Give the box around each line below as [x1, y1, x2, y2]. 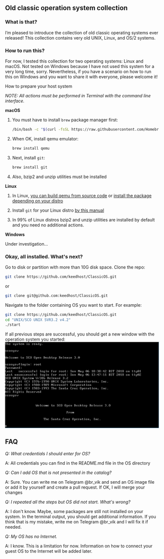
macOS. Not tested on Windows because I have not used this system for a [5, 63, 155, 69]
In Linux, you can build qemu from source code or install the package [12, 193, 152, 199]
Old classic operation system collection [5, 4, 128, 12]
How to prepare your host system [5, 83, 72, 89]
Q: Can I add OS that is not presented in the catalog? [5, 470, 112, 475]
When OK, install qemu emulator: [12, 135, 79, 141]
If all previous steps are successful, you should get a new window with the [5, 331, 155, 337]
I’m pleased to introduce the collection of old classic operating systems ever [5, 29, 159, 36]
